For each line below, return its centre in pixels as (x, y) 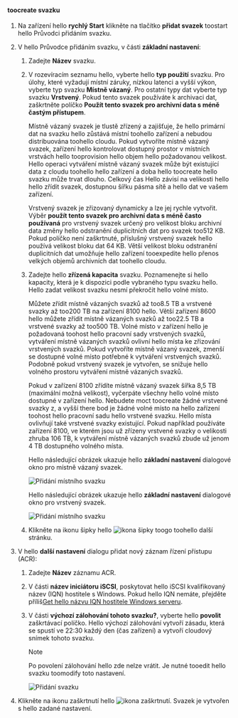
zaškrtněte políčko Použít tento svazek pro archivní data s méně (124, 105)
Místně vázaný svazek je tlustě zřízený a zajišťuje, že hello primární (126, 126)
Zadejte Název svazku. (62, 61)
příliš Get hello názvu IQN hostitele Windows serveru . (106, 602)
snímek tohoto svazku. (61, 638)
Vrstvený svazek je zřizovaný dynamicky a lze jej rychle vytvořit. (123, 208)
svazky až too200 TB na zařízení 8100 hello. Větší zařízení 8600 (122, 311)
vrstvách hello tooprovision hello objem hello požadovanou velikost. (128, 157)
